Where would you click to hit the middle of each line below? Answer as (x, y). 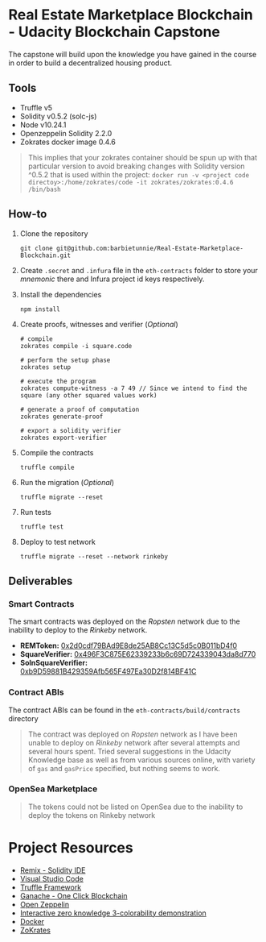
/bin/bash (45, 189)
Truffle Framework (51, 887)
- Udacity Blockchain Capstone (115, 32)
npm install (40, 309)
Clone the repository (54, 233)
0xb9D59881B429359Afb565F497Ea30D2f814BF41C (108, 671)
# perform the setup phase (65, 360)
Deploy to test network (58, 542)
